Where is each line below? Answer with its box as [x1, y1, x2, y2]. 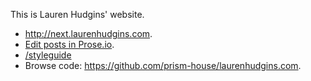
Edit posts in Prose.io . [24, 39, 115, 50]
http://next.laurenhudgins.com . [24, 28, 153, 39]
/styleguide [24, 49, 72, 61]
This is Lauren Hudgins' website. [10, 9, 145, 20]
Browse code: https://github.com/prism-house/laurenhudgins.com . [24, 60, 302, 71]
